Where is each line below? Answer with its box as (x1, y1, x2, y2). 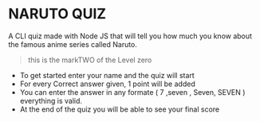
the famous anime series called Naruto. (8, 39, 138, 49)
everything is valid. (19, 96, 82, 105)
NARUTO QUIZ (8, 5, 106, 23)
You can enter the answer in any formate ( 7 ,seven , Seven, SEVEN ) (19, 87, 246, 96)
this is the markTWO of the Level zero (27, 55, 152, 65)
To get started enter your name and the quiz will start (19, 70, 195, 80)
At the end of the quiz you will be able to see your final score (19, 104, 220, 114)
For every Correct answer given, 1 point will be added (19, 79, 195, 89)
